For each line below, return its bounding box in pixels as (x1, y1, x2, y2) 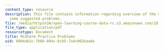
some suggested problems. (9, 16, 62, 21)
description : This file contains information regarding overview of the (5, 12, 156, 17)
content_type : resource (5, 7, 54, 12)
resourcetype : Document (5, 30, 54, 34)
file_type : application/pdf (5, 25, 62, 30)
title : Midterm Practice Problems (5, 34, 76, 39)
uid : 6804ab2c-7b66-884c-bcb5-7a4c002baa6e (5, 39, 95, 44)
